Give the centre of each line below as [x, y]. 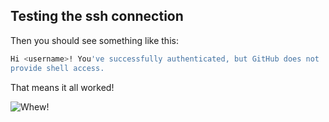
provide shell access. [57, 68]
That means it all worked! [62, 87]
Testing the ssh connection [97, 16]
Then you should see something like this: [94, 40]
